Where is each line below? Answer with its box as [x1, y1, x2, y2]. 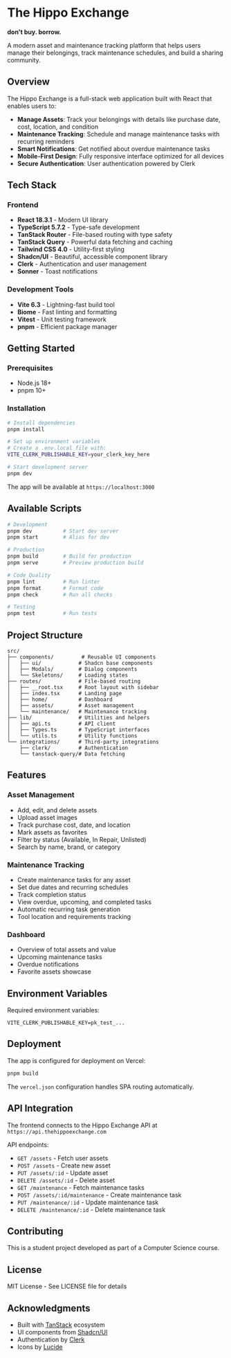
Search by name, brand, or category [17, 843, 121, 851]
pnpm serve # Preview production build [7, 560, 144, 566]
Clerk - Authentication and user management [17, 260, 147, 268]
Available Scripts [7, 503, 82, 515]
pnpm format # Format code [7, 584, 104, 591]
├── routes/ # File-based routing [7, 677, 140, 685]
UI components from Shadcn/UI [17, 1328, 109, 1336]
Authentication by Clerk [17, 1335, 85, 1343]
